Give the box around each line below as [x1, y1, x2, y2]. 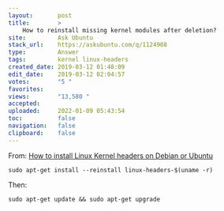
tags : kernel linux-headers [8, 56, 129, 64]
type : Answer [8, 48, 80, 56]
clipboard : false [8, 129, 77, 137]
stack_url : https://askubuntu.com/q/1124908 [8, 41, 168, 49]
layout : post [8, 11, 73, 20]
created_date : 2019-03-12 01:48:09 [8, 63, 125, 71]
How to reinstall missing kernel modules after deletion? [22, 26, 217, 34]
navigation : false [8, 122, 77, 130]
